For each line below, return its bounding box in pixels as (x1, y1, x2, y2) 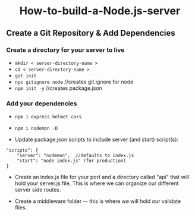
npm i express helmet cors (14, 114, 82, 120)
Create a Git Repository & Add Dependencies (6, 28, 175, 38)
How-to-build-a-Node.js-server (19, 4, 181, 18)
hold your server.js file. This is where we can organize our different (14, 180, 179, 187)
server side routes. (14, 186, 61, 193)
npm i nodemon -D (14, 126, 58, 132)
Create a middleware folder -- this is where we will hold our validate (14, 198, 181, 205)
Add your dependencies (6, 99, 77, 108)
